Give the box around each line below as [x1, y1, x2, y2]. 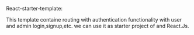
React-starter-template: [6, 5, 63, 12]
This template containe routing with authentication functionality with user [6, 16, 182, 23]
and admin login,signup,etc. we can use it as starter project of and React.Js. [6, 23, 189, 29]
